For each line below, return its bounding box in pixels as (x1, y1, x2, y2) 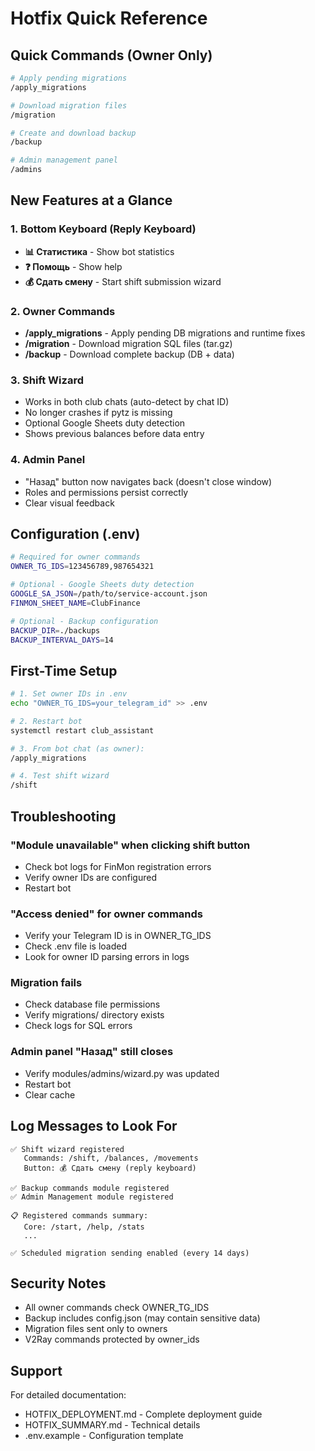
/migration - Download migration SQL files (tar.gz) (24, 337, 233, 349)
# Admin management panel (10, 155, 118, 166)
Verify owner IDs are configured (24, 871, 157, 883)
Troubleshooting (10, 808, 117, 825)
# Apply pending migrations (10, 73, 128, 83)
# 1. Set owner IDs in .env (10, 689, 128, 699)
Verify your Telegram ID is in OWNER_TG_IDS (24, 930, 212, 942)
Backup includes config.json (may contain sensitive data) (24, 1312, 261, 1324)
